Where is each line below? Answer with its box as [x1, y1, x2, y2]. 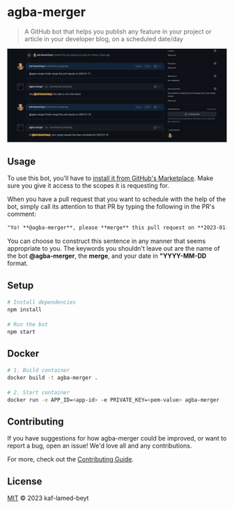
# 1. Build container [7, 367, 70, 374]
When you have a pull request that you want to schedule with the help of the [7, 195, 226, 203]
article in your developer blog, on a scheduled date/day [24, 34, 183, 43]
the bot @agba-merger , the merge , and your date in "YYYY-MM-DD [7, 252, 207, 260]
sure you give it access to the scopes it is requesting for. [7, 182, 169, 190]
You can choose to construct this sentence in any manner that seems [7, 237, 206, 245]
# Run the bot [7, 320, 49, 328]
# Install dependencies [7, 299, 77, 306]
